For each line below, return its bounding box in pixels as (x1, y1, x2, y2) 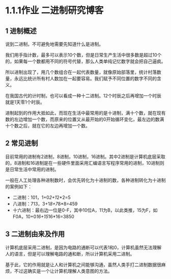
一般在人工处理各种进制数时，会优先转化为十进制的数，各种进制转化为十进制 (5, 177, 166, 183)
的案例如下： (5, 183, 32, 189)
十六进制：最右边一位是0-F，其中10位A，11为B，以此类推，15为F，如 (12, 207, 158, 213)
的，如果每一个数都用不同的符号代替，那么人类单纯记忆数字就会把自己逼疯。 (5, 58, 166, 64)
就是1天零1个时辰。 (5, 99, 45, 105)
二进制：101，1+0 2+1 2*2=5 (12, 194, 71, 200)
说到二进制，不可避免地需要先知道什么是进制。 (5, 41, 103, 47)
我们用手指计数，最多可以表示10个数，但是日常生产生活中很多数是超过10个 (5, 52, 162, 58)
